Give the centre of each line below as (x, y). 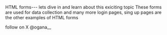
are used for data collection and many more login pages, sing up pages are (83, 12)
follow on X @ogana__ (28, 27)
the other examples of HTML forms (42, 17)
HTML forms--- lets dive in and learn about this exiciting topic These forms (83, 7)
